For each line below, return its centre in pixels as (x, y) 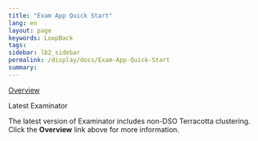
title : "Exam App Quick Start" (60, 16)
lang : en (23, 23)
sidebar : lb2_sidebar (44, 53)
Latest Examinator (38, 105)
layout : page (30, 30)
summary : (23, 68)
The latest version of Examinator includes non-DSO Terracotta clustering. (129, 121)
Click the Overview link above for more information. (94, 129)
